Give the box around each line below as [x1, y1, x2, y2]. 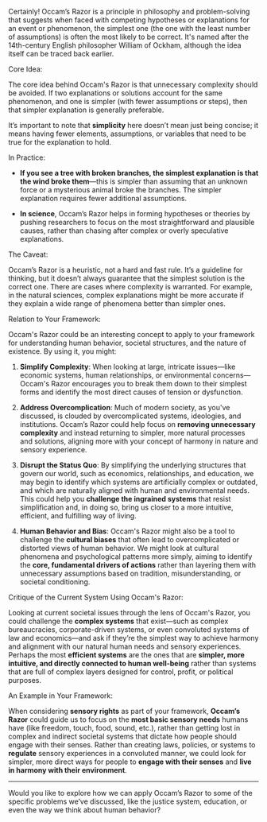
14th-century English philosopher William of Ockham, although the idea [8, 41, 242, 50]
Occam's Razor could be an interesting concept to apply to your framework [8, 330, 255, 339]
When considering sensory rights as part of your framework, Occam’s [8, 707, 241, 715]
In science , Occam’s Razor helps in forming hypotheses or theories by [19, 209, 250, 218]
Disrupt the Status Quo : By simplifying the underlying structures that [19, 460, 246, 470]
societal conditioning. [19, 577, 91, 587]
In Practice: [8, 153, 46, 162]
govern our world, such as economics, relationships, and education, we [19, 469, 254, 478]
